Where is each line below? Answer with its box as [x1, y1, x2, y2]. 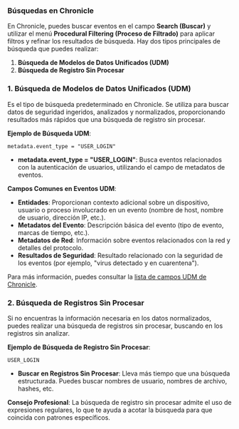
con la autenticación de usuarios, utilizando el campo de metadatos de [17, 162, 225, 171]
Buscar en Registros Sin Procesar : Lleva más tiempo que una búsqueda [17, 369, 230, 378]
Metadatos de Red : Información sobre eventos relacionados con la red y [17, 236, 231, 244]
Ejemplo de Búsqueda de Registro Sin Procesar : [7, 343, 151, 351]
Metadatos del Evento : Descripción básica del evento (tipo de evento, [17, 220, 224, 229]
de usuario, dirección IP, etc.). [17, 213, 106, 222]
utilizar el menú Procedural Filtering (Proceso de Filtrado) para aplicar [7, 29, 216, 38]
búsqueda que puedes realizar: [7, 45, 99, 53]
